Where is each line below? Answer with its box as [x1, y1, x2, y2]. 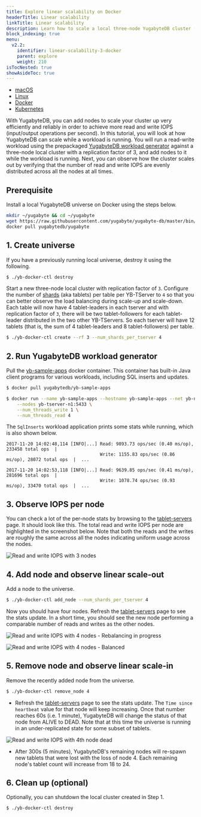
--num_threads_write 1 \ [17, 407, 79, 413]
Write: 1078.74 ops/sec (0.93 [99, 478, 175, 484]
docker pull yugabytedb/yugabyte [6, 224, 90, 230]
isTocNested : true [6, 64, 52, 71]
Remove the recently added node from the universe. [6, 676, 135, 684]
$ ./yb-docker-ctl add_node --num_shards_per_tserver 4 [6, 597, 148, 603]
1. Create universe [6, 240, 75, 251]
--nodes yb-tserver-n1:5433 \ [17, 401, 93, 407]
